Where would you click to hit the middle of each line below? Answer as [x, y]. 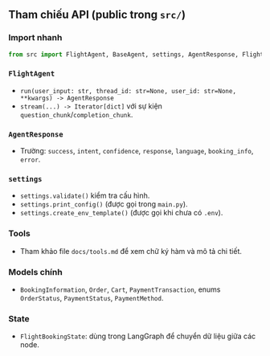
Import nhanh [35, 38]
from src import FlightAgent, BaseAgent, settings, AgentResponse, [124, 54]
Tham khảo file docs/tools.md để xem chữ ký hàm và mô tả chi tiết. [131, 251]
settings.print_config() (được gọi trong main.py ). [104, 204]
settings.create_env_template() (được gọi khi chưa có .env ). [121, 213]
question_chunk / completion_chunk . [76, 114]
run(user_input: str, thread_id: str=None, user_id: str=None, [128, 91]
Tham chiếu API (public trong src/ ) [97, 15]
